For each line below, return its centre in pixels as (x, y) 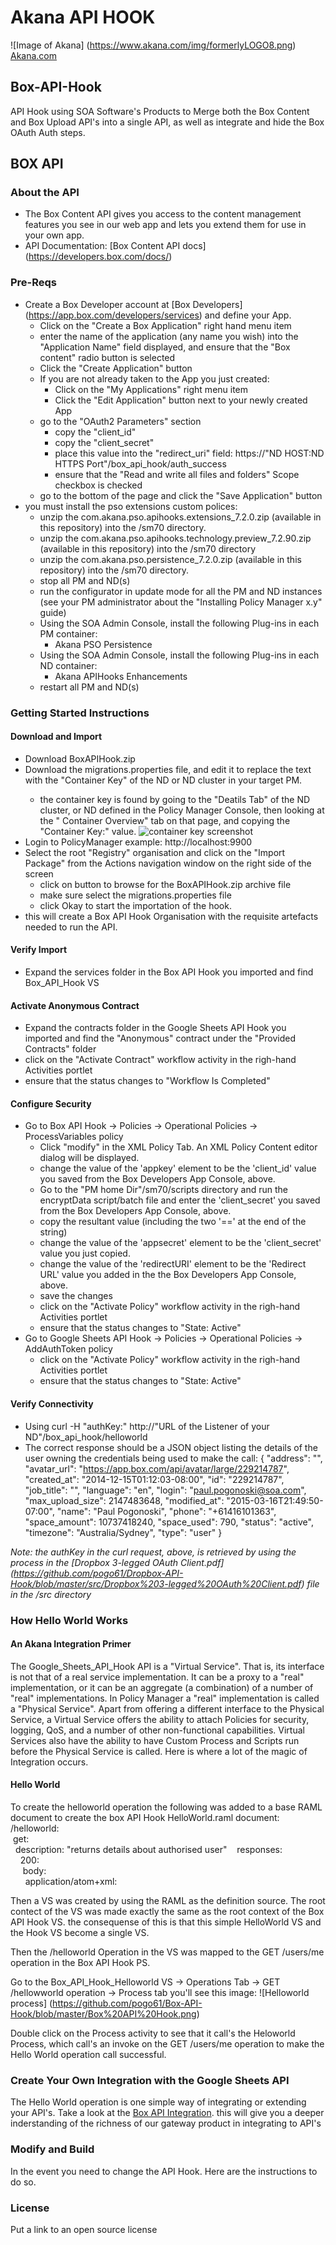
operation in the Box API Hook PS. (80, 1962)
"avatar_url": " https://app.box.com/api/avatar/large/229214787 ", (157, 1468)
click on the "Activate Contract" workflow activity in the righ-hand (160, 1060)
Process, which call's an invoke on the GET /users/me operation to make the (167, 2044)
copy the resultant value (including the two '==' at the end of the (173, 1222)
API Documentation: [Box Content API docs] (115, 246)
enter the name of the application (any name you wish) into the (169, 336)
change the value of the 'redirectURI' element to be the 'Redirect (173, 1264)
